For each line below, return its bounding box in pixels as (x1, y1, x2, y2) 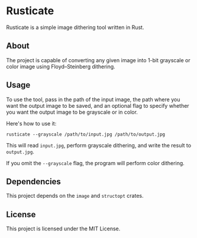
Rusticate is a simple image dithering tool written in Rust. (6, 24, 144, 31)
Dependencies (6, 176, 61, 186)
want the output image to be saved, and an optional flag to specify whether (6, 102, 189, 109)
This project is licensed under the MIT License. (6, 225, 121, 232)
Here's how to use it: (6, 120, 57, 127)
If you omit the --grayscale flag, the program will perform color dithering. (6, 159, 185, 166)
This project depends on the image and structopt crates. (6, 192, 144, 200)
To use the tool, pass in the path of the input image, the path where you (6, 96, 180, 103)
